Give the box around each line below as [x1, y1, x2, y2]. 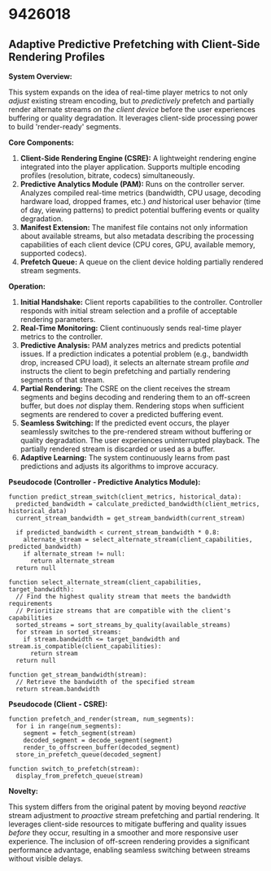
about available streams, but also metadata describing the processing [20, 231, 255, 241]
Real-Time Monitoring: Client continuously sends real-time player [20, 323, 242, 333]
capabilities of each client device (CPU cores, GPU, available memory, [20, 240, 256, 249]
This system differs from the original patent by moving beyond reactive [8, 802, 247, 812]
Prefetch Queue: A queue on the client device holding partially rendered [20, 257, 264, 267]
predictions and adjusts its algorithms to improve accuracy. [20, 461, 219, 471]
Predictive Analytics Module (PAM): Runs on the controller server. [20, 180, 246, 189]
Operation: [8, 281, 46, 291]
